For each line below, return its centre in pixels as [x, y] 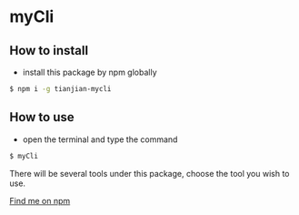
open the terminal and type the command [100, 139]
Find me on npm [40, 200]
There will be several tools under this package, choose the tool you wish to [149, 173]
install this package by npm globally [90, 72]
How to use [42, 117]
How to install [49, 51]
